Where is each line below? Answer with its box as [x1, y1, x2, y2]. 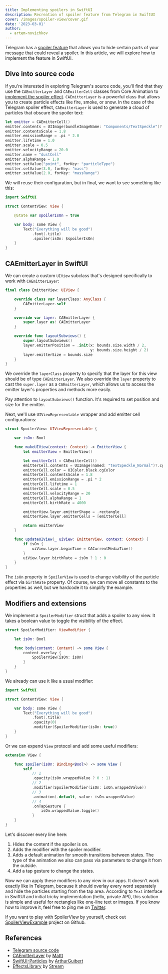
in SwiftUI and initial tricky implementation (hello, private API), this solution [5, 893, 158, 899]
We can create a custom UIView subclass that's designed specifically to [5, 273, 152, 279]
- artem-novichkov [9, 31, 48, 36]
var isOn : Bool [14, 435, 46, 441]
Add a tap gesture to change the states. [12, 868, 94, 874]
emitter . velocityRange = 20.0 [5, 148, 68, 153]
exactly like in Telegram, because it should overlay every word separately [5, 883, 156, 889]
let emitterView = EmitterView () [23, 449, 93, 454]
